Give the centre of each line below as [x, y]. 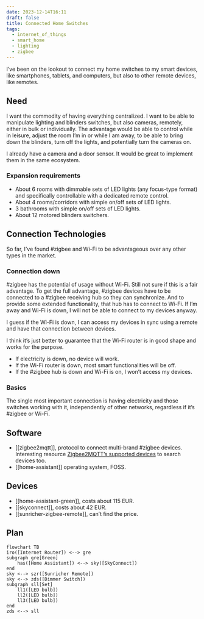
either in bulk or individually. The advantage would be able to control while [100, 129]
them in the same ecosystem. [43, 160]
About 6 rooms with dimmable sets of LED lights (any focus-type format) [106, 189]
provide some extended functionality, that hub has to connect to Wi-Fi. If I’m [102, 304]
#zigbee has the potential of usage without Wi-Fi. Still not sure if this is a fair [102, 284]
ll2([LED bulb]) [38, 595]
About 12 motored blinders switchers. [62, 215]
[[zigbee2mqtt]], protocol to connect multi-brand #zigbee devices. [99, 448]
